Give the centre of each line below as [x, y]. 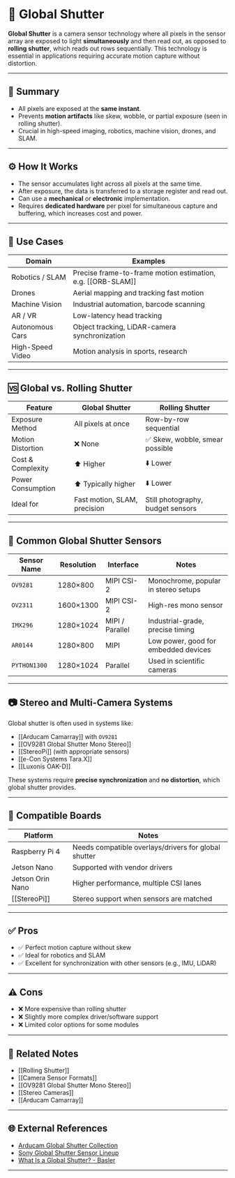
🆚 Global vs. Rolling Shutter [70, 388]
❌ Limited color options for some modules [78, 1024]
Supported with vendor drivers [122, 867]
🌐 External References [58, 1129]
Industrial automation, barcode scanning [139, 304]
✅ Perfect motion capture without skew [75, 948]
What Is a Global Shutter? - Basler [67, 1160]
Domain [39, 261]
